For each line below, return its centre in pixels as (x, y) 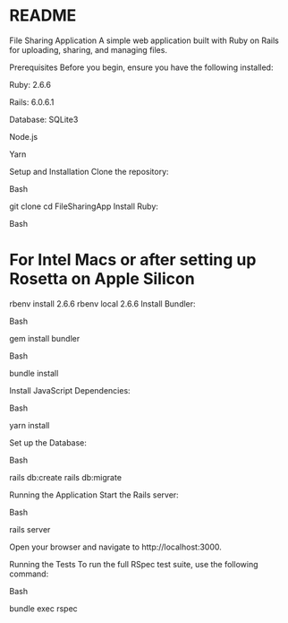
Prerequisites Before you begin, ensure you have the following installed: (141, 67)
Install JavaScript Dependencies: (70, 390)
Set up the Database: (48, 442)
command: (29, 574)
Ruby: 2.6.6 (30, 84)
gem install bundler (45, 338)
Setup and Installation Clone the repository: (89, 171)
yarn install (30, 425)
